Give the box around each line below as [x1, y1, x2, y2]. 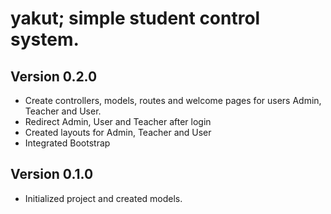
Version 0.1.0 [10, 166, 94, 183]
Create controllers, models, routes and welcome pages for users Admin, [24, 95, 322, 106]
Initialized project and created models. [24, 192, 183, 204]
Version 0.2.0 [10, 68, 98, 85]
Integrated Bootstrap [24, 137, 111, 149]
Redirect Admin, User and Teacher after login [24, 116, 212, 127]
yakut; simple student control [10, 7, 261, 30]
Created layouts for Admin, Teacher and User [24, 127, 212, 138]
